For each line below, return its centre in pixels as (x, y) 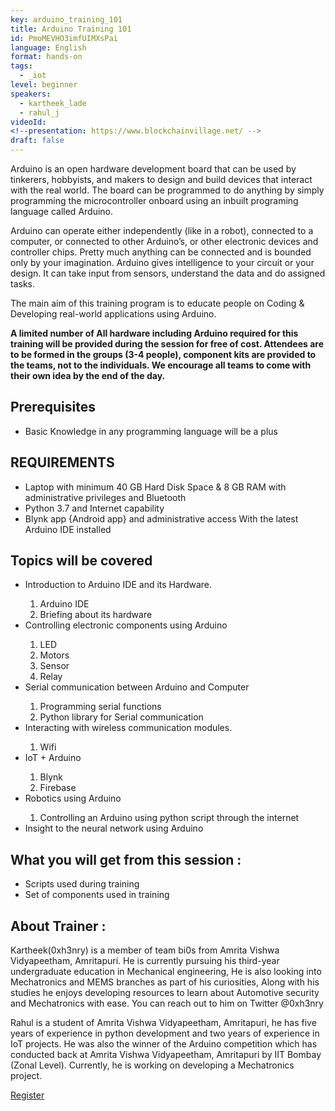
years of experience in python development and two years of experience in (165, 1033)
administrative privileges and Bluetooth (105, 497)
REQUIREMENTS (62, 462)
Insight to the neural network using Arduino (114, 828)
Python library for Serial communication (121, 717)
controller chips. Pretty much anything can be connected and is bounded (161, 252)
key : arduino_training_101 (66, 19)
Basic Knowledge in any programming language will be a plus (151, 431)
